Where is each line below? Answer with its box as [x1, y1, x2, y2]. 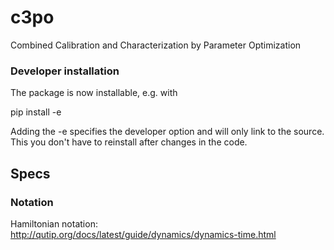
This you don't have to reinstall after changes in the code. [10, 136, 248, 148]
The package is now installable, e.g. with [10, 87, 178, 99]
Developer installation [10, 64, 120, 78]
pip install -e [10, 106, 62, 118]
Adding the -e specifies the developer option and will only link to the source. [10, 126, 325, 138]
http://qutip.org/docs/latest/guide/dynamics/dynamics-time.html [10, 228, 277, 240]
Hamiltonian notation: [10, 217, 98, 230]
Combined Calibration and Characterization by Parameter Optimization [10, 39, 302, 51]
